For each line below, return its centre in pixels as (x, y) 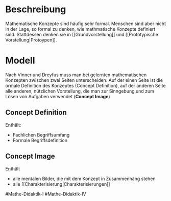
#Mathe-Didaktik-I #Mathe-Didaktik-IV (46, 194)
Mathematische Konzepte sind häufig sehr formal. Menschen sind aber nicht (86, 24)
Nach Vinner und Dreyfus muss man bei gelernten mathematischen (76, 75)
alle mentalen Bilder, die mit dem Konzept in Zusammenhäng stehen (84, 178)
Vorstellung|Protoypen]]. (31, 40)
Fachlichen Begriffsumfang (41, 135)
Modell (20, 61)
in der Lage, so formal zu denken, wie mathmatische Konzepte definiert (80, 29)
